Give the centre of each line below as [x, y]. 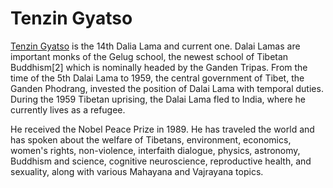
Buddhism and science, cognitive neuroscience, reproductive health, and [161, 161]
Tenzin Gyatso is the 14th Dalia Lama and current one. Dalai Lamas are [155, 46]
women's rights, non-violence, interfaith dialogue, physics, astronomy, [155, 150]
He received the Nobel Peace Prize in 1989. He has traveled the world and [162, 129]
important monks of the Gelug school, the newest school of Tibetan [149, 56]
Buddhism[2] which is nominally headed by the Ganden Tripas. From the [159, 67]
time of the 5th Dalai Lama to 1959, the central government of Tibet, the [157, 78]
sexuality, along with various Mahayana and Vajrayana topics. [137, 171]
